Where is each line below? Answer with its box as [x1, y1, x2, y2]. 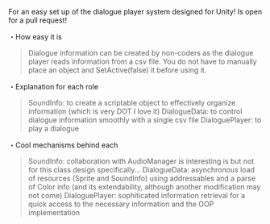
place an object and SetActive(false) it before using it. [27, 65, 207, 75]
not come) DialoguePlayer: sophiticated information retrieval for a [27, 191, 246, 200]
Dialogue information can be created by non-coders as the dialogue [27, 48, 254, 57]
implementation [27, 208, 81, 217]
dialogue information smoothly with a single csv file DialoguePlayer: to [27, 115, 262, 124]
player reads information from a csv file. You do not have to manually [27, 56, 258, 66]
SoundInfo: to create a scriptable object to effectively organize [27, 98, 236, 107]
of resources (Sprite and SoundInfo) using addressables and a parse [27, 173, 256, 183]
